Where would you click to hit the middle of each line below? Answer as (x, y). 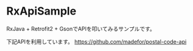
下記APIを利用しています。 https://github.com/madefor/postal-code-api (96, 41)
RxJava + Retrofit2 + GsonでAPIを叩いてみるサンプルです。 (81, 29)
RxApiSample (41, 11)
